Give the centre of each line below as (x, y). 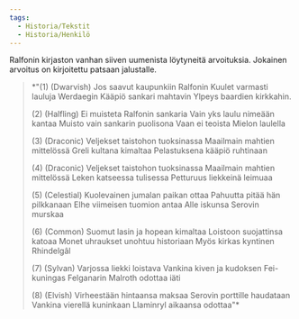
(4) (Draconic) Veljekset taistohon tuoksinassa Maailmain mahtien (153, 169)
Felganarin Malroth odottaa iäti (124, 278)
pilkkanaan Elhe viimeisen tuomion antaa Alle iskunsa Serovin (145, 205)
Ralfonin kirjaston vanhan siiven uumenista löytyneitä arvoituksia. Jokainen (148, 60)
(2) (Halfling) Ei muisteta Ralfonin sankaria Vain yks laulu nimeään (153, 114)
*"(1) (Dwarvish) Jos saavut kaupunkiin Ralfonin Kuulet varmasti (149, 87)
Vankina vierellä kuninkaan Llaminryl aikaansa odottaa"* (136, 305)
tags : (19, 18)
